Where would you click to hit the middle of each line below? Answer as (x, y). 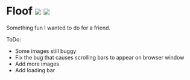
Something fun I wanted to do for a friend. (58, 28)
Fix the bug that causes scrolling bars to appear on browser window (100, 57)
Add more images (37, 64)
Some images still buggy (46, 51)
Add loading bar (35, 70)
